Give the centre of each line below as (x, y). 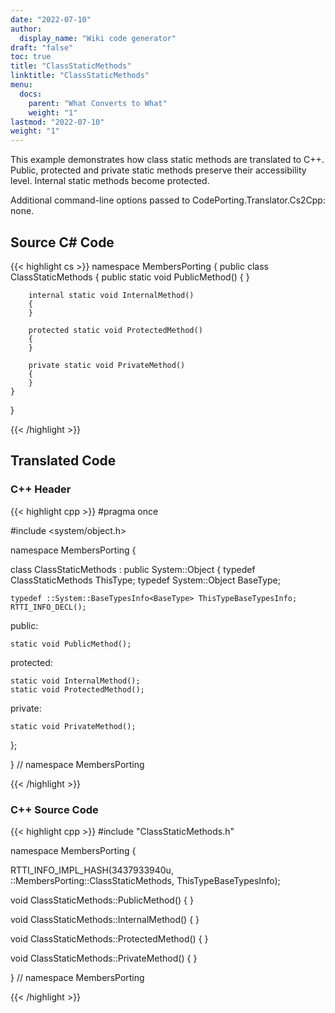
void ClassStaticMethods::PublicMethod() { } (102, 900)
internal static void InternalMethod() (111, 295)
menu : (21, 85)
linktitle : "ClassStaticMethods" (80, 76)
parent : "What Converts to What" (98, 103)
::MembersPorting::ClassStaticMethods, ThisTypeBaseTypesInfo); (145, 880)
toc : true (31, 57)
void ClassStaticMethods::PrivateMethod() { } (104, 958)
